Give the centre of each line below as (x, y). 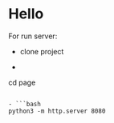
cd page (22, 82)
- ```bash (25, 104)
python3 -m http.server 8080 (57, 111)
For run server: (33, 36)
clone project (42, 51)
